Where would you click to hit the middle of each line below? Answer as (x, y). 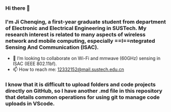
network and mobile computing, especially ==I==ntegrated (80, 41)
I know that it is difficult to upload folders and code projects (80, 85)
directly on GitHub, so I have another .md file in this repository (84, 91)
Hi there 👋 (18, 8)
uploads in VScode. (30, 104)
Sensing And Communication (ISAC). (52, 47)
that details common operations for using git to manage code (82, 97)
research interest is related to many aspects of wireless (76, 34)
